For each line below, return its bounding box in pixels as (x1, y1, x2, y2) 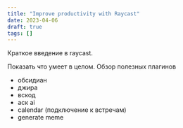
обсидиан (17, 76, 47, 85)
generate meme (17, 113, 64, 122)
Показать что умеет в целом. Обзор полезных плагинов (7, 62, 177, 71)
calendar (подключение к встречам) (17, 106, 127, 114)
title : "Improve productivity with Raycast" (7, 10, 140, 17)
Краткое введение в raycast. (7, 49, 93, 57)
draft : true (7, 23, 42, 30)
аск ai (17, 99, 35, 107)
